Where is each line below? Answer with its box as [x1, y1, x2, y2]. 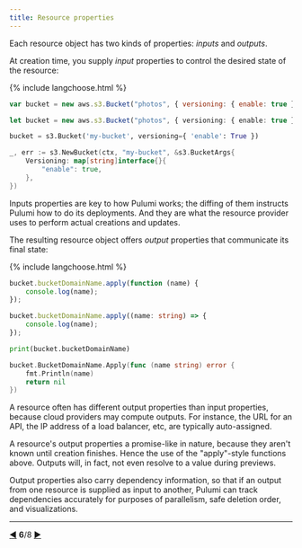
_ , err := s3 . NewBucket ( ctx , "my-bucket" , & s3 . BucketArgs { [9, 148, 235, 157]
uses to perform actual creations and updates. [9, 217, 182, 227]
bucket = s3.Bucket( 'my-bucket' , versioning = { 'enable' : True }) [9, 132, 259, 141]
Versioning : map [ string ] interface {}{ [25, 156, 167, 166]
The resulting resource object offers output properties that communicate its [9, 234, 289, 245]
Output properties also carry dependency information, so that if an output [9, 475, 281, 486]
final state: [9, 243, 49, 254]
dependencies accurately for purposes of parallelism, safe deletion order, [9, 494, 281, 505]
